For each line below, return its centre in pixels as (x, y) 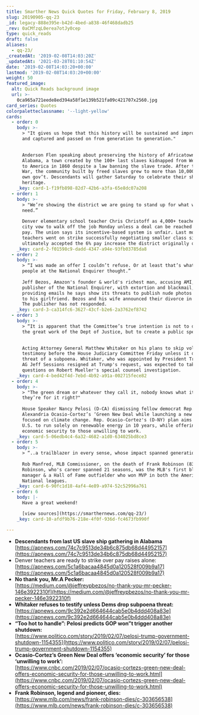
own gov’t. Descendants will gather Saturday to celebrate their (104, 177)
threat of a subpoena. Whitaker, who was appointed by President (104, 359)
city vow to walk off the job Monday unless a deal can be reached (107, 227)
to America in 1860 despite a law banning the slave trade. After (105, 166)
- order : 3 (25, 316)
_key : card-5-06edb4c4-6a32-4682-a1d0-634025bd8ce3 (82, 437)
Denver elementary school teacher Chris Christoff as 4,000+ (99, 221)
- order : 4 (25, 381)
